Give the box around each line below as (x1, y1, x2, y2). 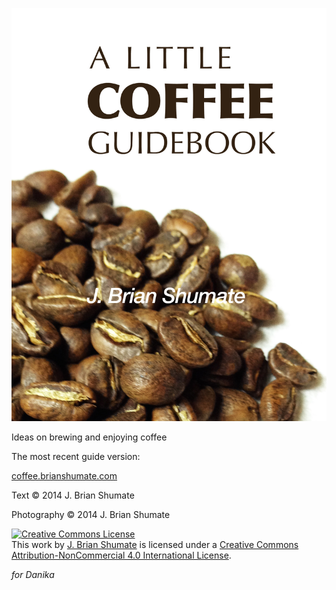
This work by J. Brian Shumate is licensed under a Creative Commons (11, 538, 299, 550)
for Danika (11, 568, 55, 580)
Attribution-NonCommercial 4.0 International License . (11, 549, 232, 561)
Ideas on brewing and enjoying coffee (11, 431, 168, 443)
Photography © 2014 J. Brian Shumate (11, 508, 171, 520)
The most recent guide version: (11, 450, 141, 462)
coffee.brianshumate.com (11, 469, 118, 482)
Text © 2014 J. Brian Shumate (11, 489, 135, 501)
